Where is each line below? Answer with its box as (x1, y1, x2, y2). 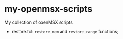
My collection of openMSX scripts (4, 19, 73, 25)
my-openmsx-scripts (4, 3, 93, 14)
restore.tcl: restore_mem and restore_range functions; (11, 28, 119, 34)
